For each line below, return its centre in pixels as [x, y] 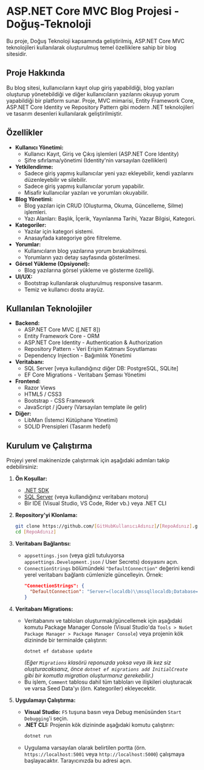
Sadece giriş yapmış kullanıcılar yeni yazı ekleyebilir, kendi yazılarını [109, 173]
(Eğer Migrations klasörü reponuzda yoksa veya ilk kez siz [97, 663]
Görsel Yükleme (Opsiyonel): [52, 263]
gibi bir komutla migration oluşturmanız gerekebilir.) [89, 676]
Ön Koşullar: [31, 479]
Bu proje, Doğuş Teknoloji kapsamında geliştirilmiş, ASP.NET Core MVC [96, 41]
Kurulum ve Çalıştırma [49, 446]
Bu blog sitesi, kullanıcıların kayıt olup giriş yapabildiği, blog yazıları [90, 88]
